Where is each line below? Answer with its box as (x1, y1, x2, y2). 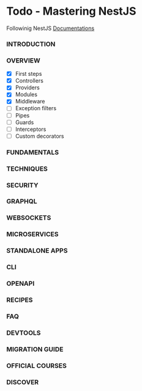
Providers (15, 84, 40, 91)
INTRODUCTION (6, 40, 56, 48)
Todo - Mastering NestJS (6, 4, 136, 18)
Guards (15, 118, 34, 126)
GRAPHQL (6, 197, 38, 206)
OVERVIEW (6, 56, 41, 65)
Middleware (15, 98, 45, 105)
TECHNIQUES (6, 164, 48, 173)
